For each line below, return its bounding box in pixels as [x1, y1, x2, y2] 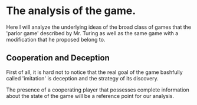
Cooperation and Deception [6, 53, 110, 63]
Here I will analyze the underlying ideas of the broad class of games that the [6, 23, 192, 31]
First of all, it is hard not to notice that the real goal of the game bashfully [6, 69, 183, 76]
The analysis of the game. [6, 4, 136, 18]
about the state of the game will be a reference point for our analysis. [6, 92, 174, 99]
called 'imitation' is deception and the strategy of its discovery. [6, 74, 159, 82]
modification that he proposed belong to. [6, 36, 106, 43]
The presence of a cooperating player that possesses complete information [6, 86, 190, 93]
